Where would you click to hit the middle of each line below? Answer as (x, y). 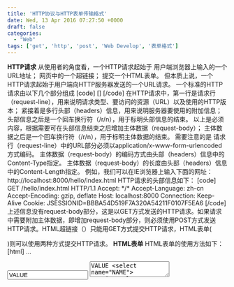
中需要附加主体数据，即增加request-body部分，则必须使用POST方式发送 (112, 220)
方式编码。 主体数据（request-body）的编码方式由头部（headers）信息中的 (116, 154)
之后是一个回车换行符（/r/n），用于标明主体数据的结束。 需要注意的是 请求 (119, 137)
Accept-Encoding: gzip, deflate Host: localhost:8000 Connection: (101, 196)
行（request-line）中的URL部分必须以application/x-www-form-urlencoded (115, 145)
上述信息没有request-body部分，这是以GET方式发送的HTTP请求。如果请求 (115, 211)
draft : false (26, 27)
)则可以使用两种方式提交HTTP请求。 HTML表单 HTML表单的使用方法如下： (116, 244)
